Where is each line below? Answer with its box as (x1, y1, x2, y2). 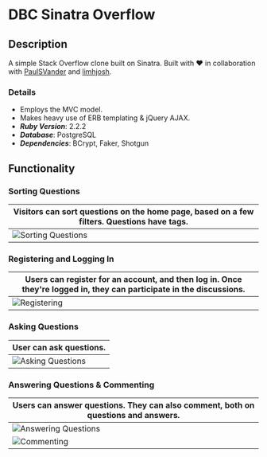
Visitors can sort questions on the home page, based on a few (13, 205, 254, 217)
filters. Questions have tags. (79, 216, 188, 227)
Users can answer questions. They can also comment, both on (12, 400, 255, 411)
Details (8, 86, 37, 97)
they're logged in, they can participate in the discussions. (21, 284, 246, 295)
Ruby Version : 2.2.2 (19, 122, 87, 131)
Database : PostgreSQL (19, 130, 97, 140)
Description (8, 37, 68, 51)
